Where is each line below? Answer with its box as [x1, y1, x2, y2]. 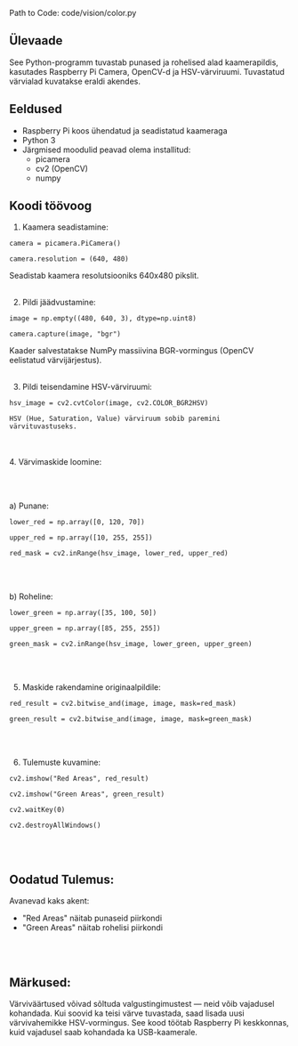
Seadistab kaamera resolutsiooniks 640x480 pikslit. [9, 271, 199, 281]
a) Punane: [9, 500, 49, 511]
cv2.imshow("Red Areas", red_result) [9, 774, 149, 783]
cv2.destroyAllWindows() [9, 821, 101, 831]
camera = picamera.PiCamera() [9, 239, 122, 248]
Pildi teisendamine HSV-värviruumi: [21, 382, 153, 393]
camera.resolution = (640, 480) [9, 255, 129, 264]
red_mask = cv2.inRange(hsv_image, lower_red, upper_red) [9, 549, 229, 558]
